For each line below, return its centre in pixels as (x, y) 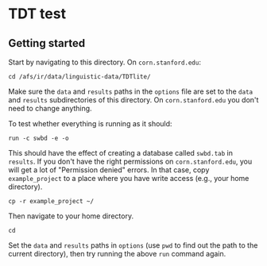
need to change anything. (50, 108)
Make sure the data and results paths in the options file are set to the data (130, 91)
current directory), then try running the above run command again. (117, 254)
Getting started (47, 43)
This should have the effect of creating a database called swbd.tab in (120, 153)
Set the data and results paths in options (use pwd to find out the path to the (133, 245)
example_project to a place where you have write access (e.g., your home (129, 178)
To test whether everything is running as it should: (90, 123)
